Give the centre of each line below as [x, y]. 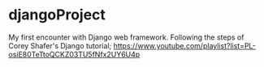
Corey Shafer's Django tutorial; [60, 45]
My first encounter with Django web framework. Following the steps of [126, 37]
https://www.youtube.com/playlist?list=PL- [184, 45]
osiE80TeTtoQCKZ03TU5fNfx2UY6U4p [74, 54]
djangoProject [57, 15]
